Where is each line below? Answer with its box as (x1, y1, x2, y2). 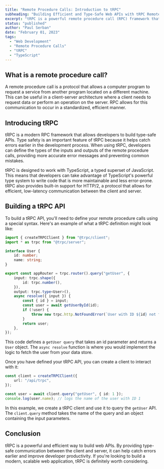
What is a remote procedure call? (5, 70, 108, 79)
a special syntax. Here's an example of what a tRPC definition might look (5, 220, 151, 226)
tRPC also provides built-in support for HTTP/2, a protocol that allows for (5, 183, 152, 188)
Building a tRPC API (5, 202, 65, 211)
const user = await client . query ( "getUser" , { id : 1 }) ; (5, 391, 123, 397)
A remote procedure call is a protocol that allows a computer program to (5, 84, 150, 90)
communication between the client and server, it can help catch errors (15, 447, 156, 453)
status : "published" (5, 21, 47, 26)
